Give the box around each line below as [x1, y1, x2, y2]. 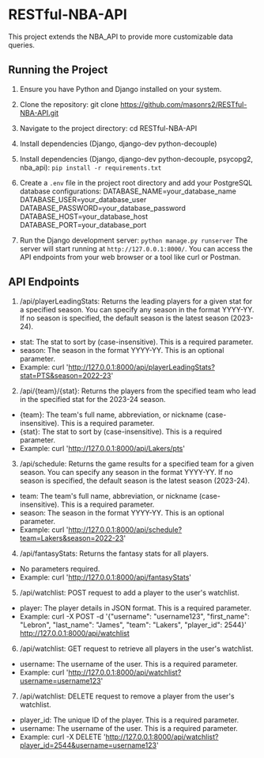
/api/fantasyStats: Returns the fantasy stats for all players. [19, 549, 209, 558]
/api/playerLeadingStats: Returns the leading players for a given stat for [19, 296, 253, 306]
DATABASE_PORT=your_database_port [19, 220, 147, 229]
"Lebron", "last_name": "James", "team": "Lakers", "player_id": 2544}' [19, 620, 247, 630]
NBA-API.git [19, 108, 59, 117]
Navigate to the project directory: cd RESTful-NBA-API [19, 123, 198, 132]
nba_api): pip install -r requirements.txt [19, 163, 162, 172]
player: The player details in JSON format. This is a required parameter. [19, 603, 251, 612]
